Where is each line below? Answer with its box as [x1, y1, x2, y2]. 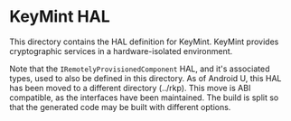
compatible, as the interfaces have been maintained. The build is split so [9, 92, 279, 103]
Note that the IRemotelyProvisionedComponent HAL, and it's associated [9, 63, 270, 74]
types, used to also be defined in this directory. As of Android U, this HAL [9, 72, 282, 83]
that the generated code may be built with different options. [9, 101, 231, 112]
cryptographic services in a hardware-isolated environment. [9, 45, 233, 56]
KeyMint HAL [9, 6, 110, 27]
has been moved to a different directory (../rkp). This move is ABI [9, 82, 251, 93]
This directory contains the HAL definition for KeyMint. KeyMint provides [9, 36, 279, 47]
